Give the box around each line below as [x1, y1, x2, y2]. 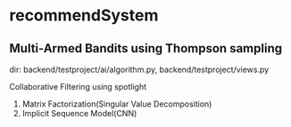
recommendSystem [9, 5, 159, 26]
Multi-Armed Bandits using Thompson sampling [9, 41, 283, 56]
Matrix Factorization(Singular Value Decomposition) [21, 99, 212, 109]
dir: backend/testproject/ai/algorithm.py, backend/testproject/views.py [9, 64, 270, 75]
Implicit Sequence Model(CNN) [21, 108, 137, 118]
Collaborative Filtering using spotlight [9, 82, 147, 91]
